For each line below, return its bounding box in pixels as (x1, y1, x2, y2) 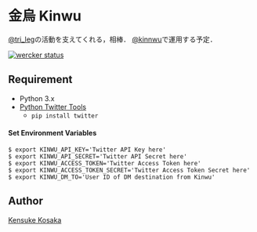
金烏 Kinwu (8, 7, 82, 25)
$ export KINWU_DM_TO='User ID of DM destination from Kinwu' (8, 173, 215, 181)
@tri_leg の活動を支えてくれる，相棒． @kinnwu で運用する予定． (8, 34, 217, 44)
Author (8, 194, 43, 208)
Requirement (8, 73, 73, 86)
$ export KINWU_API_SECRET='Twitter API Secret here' (8, 152, 188, 161)
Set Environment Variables (8, 129, 97, 138)
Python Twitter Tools (19, 102, 87, 111)
